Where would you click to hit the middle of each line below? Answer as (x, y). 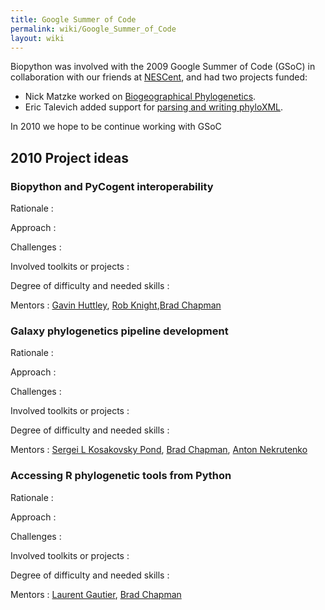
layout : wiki (37, 38)
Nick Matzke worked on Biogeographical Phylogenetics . (140, 97)
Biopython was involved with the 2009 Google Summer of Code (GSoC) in (163, 67)
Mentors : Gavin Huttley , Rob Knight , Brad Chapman (116, 305)
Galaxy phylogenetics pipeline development (119, 331)
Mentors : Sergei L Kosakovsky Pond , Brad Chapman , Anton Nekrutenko (159, 450)
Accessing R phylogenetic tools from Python (121, 476)
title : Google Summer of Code (73, 19)
